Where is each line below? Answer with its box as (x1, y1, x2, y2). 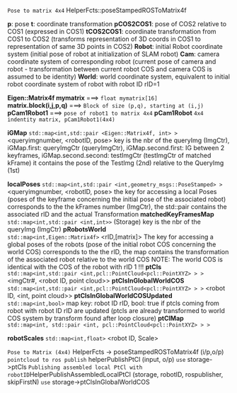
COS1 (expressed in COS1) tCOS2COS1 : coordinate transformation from (7, 28, 217, 35)
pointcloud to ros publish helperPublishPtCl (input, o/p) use (7, 355, 186, 363)
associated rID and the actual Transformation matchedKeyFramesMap (7, 210, 214, 218)
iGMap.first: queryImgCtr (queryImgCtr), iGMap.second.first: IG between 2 (7, 144, 225, 152)
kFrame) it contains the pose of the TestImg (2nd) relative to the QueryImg (7, 159, 224, 167)
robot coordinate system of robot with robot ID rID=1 (7, 80, 160, 88)
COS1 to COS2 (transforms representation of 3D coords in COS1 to (7, 35, 202, 43)
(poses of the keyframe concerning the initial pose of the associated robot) (7, 195, 226, 203)
